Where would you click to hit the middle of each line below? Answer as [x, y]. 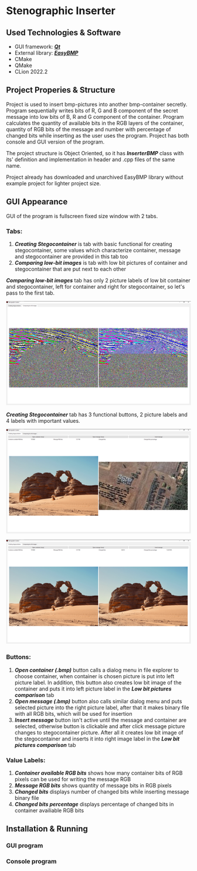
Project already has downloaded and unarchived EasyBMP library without [95, 177]
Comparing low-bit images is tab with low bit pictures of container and [101, 262]
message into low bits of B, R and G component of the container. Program [95, 116]
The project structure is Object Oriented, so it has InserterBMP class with [95, 153]
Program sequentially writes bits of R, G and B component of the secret [92, 111]
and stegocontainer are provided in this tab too [71, 256]
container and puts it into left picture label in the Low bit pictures [93, 689]
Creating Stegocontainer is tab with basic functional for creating [93, 244]
